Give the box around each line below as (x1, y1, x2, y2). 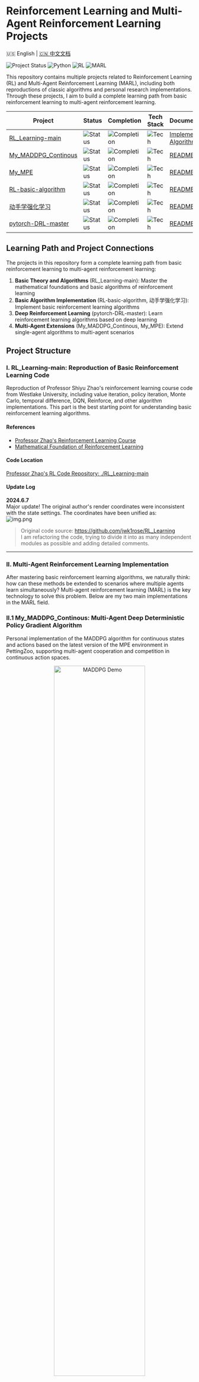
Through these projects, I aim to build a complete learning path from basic (6, 92, 187, 99)
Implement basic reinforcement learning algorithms (14, 303, 140, 310)
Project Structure (6, 346, 71, 356)
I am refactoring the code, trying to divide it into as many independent (20, 533, 191, 541)
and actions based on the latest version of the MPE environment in (6, 641, 169, 648)
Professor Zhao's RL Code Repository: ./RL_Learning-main (6, 470, 149, 477)
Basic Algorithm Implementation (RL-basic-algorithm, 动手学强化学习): (14, 296, 190, 304)
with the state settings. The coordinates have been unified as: (6, 510, 157, 517)
